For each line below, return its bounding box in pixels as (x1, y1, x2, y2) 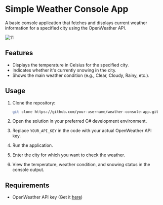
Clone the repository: (12, 100, 56, 105)
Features (5, 49, 33, 57)
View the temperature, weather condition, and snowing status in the (12, 162, 151, 168)
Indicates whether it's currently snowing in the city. (12, 67, 117, 73)
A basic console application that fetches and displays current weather (5, 20, 147, 26)
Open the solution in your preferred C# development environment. (12, 118, 147, 124)
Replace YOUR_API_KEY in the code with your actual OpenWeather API (12, 128, 152, 134)
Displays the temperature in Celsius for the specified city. (12, 62, 129, 68)
